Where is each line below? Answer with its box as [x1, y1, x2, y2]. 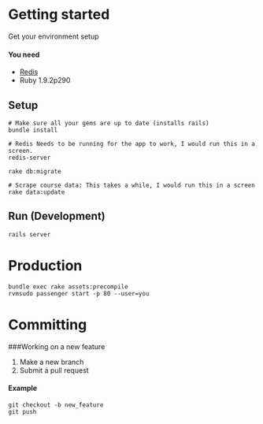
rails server [8, 230, 51, 238]
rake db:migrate [8, 167, 61, 175]
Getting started [8, 6, 110, 24]
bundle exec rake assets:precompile [8, 282, 128, 291]
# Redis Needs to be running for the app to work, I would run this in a [8, 139, 256, 147]
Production [8, 256, 83, 274]
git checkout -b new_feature [8, 400, 104, 409]
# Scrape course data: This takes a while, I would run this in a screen [8, 181, 256, 189]
